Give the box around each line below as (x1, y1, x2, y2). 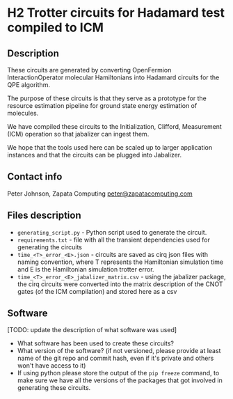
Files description (7, 210, 81, 221)
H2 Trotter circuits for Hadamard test (7, 5, 225, 21)
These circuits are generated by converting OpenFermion (7, 66, 172, 74)
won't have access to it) (17, 361, 86, 370)
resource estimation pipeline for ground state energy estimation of (7, 102, 198, 109)
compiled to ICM (7, 19, 104, 36)
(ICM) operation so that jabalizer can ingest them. (7, 130, 150, 138)
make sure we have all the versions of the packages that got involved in (17, 376, 223, 384)
